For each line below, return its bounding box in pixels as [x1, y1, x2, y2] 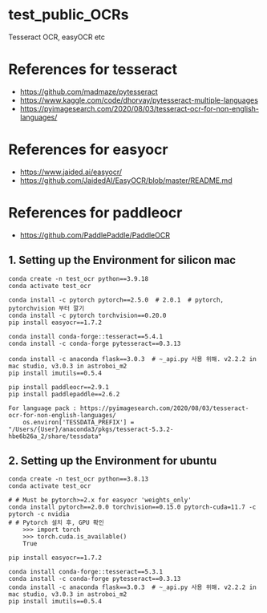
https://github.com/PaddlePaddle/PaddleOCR [19, 230, 171, 240]
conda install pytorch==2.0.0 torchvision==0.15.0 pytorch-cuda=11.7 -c [8, 503, 257, 511]
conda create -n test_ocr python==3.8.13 [8, 475, 149, 483]
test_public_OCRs [8, 6, 129, 24]
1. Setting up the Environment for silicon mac [8, 254, 237, 267]
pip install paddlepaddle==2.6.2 [8, 390, 120, 398]
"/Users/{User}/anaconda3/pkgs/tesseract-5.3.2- [8, 425, 174, 433]
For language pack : [8, 404, 78, 412]
